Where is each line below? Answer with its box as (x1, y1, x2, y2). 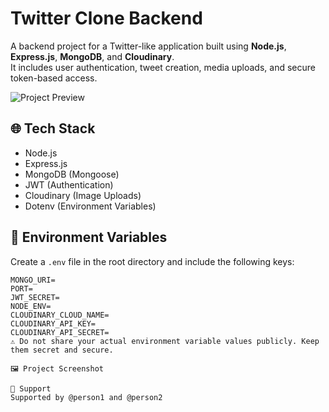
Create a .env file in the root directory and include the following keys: (10, 255, 295, 267)
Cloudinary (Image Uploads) (24, 189, 142, 201)
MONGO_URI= (10, 275, 56, 285)
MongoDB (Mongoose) (24, 168, 120, 180)
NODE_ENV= (10, 301, 52, 311)
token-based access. (10, 72, 98, 84)
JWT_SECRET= (10, 292, 60, 302)
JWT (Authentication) (24, 178, 114, 191)
